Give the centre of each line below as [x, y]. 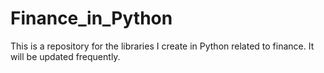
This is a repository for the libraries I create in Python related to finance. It [162, 46]
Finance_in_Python [91, 18]
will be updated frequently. [65, 56]
